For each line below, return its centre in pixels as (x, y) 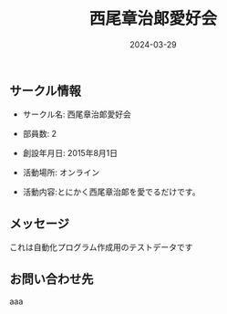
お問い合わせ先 (52, 279)
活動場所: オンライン (61, 173)
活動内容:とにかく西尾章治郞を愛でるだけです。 (111, 192)
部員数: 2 (40, 134)
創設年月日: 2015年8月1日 (70, 153)
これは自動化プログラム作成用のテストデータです (101, 247)
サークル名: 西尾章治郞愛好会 (77, 114)
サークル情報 (46, 91)
